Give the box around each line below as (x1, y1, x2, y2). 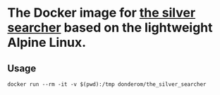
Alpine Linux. (7, 35, 87, 50)
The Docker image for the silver (7, 5, 196, 21)
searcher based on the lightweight (7, 20, 213, 36)
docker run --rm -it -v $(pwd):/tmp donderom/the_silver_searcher (7, 81, 207, 88)
